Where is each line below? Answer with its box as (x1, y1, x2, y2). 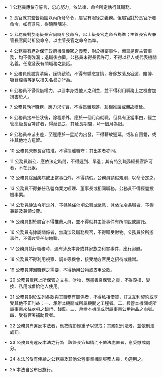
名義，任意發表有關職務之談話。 (9, 61, 75, 66)
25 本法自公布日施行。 (9, 367, 56, 372)
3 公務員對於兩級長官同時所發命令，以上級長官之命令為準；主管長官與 (9, 32, 152, 37)
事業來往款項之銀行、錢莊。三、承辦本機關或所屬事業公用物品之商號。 (14, 306, 157, 312)
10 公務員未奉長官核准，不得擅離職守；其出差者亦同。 (9, 148, 120, 154)
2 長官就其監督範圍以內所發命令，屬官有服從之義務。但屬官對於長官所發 (9, 15, 157, 21)
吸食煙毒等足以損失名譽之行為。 (9, 77, 75, 83)
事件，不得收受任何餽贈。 (9, 236, 62, 241)
